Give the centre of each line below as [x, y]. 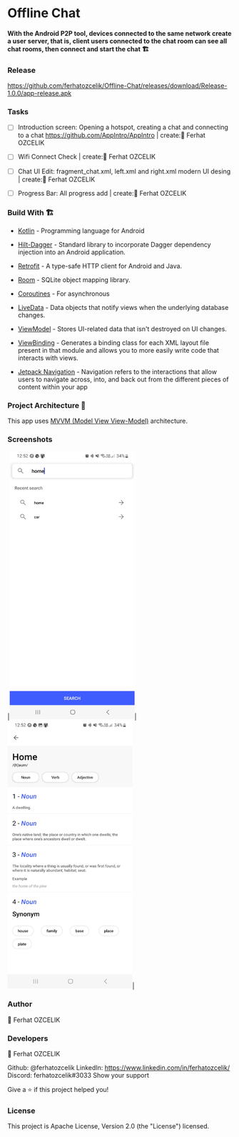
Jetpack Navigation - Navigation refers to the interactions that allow [117, 371]
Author [20, 1004]
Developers [28, 1038]
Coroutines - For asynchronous [63, 294]
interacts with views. [48, 358]
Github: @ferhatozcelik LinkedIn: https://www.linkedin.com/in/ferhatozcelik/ [119, 1068]
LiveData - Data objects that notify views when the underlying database [123, 307]
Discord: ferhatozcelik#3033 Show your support [78, 1076]
